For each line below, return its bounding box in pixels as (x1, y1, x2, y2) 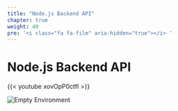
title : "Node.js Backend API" (7, 10, 95, 17)
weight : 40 (7, 23, 39, 30)
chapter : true (7, 17, 49, 24)
